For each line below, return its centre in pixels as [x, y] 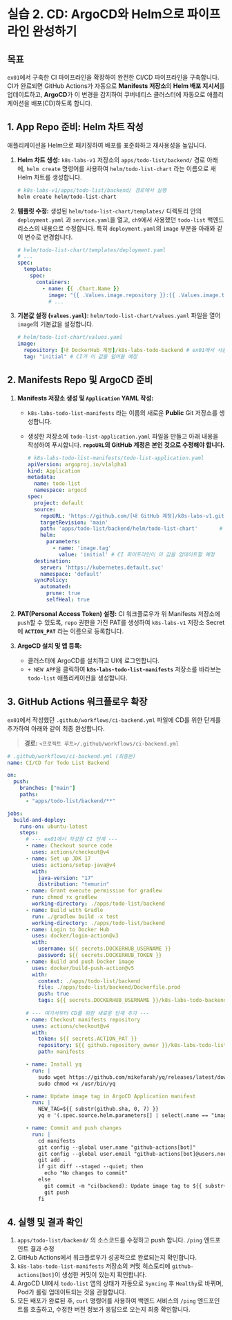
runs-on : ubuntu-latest [54, 826]
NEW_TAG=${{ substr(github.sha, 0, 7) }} [98, 1109]
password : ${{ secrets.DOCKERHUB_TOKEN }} [100, 956]
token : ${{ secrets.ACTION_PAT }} [87, 1039]
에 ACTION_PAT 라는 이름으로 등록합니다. [70, 631]
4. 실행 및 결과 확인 [45, 1222]
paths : [29, 795]
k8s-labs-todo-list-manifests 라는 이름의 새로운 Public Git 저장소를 [123, 412]
